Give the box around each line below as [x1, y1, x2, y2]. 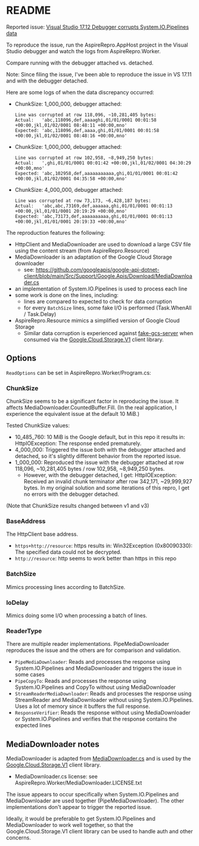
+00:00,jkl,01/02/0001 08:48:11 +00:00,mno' [14, 122, 128, 128]
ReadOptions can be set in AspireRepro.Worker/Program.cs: [6, 369, 151, 376]
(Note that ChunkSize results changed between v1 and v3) [6, 502, 150, 510]
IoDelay [6, 598, 29, 606]
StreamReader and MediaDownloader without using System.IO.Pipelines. [14, 697, 194, 704]
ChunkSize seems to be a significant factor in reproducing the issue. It [6, 398, 179, 405]
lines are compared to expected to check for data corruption [23, 298, 172, 305]
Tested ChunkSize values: [6, 422, 70, 429]
